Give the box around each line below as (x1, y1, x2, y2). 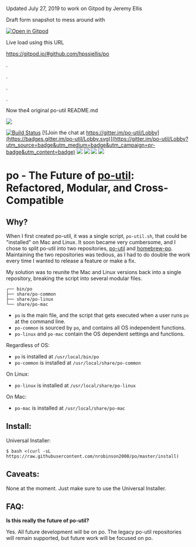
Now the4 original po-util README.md (6, 107, 98, 113)
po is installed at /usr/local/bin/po (14, 353, 99, 360)
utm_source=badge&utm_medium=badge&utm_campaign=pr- (6, 141, 156, 148)
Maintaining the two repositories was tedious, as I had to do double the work (6, 251, 191, 258)
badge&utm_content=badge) (6, 148, 75, 155)
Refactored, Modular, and (6, 181, 132, 195)
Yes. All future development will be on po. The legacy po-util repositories (6, 528, 182, 535)
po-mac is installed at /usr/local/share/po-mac (14, 404, 126, 411)
